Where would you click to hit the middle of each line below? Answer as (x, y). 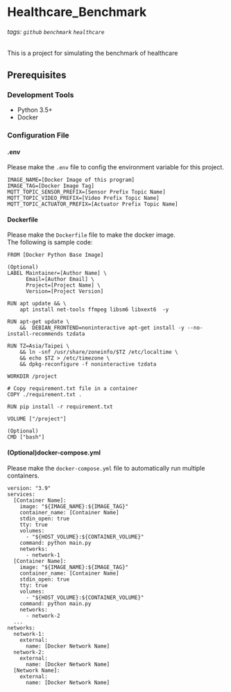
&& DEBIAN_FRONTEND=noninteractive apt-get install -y (102, 328)
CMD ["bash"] (26, 437)
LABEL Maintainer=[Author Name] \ (57, 273)
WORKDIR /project (32, 377)
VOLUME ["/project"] (37, 419)
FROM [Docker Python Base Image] (55, 255)
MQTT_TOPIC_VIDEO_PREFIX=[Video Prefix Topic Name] (83, 199)
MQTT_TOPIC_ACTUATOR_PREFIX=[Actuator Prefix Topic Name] (93, 204)
